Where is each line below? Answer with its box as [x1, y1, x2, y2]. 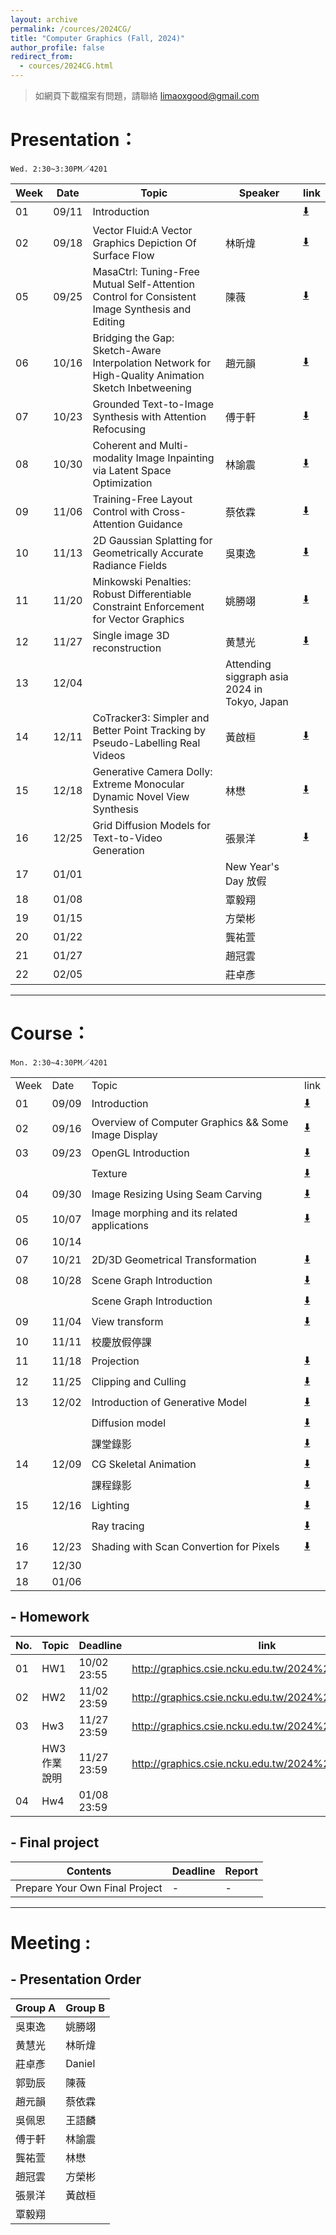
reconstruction [92, 641, 162, 655]
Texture [91, 1167, 128, 1181]
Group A [15, 2001, 57, 2015]
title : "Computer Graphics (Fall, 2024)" [10, 33, 186, 43]
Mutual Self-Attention [92, 277, 195, 291]
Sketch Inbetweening [92, 381, 192, 395]
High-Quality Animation [92, 368, 205, 382]
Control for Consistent [92, 289, 197, 303]
